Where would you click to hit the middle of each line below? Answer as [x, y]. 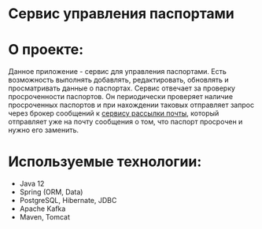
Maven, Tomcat [45, 217]
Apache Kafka [42, 209]
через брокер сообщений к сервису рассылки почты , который [114, 113]
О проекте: [46, 50]
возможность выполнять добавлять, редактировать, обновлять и [119, 80]
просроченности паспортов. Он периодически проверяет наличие [121, 97]
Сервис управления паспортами [121, 14]
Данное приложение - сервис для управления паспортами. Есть [117, 72]
